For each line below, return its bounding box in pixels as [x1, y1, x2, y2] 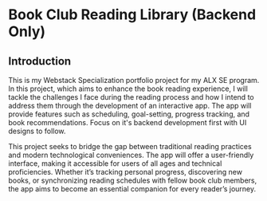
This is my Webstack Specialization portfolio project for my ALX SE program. [8, 76, 260, 85]
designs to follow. [8, 126, 66, 136]
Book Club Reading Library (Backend [8, 6, 257, 24]
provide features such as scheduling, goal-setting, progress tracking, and [8, 109, 249, 119]
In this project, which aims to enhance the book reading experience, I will [8, 84, 249, 93]
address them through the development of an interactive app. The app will [8, 101, 252, 110]
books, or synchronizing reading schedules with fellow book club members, [8, 175, 257, 185]
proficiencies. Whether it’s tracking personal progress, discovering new [8, 167, 243, 176]
